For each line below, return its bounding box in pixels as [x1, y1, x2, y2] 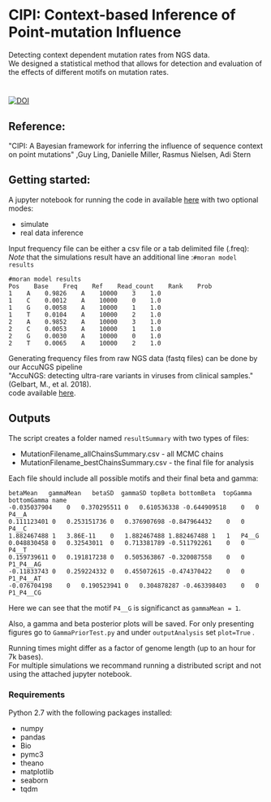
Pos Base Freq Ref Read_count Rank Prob [8, 282, 213, 290]
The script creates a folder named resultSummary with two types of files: [8, 433, 250, 442]
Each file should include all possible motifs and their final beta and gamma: [8, 473, 259, 483]
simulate [19, 219, 49, 229]
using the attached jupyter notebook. [8, 669, 132, 678]
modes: [8, 203, 34, 213]
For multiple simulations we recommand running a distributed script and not [8, 660, 262, 670]
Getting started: [8, 173, 91, 187]
